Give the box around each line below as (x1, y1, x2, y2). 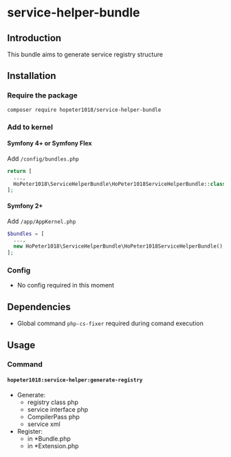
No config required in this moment (16, 281, 115, 290)
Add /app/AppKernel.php (7, 217, 76, 225)
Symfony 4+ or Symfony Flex (7, 139, 92, 148)
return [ (7, 167, 32, 174)
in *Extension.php (27, 441, 79, 450)
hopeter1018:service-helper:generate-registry (7, 377, 143, 384)
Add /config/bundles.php (7, 154, 79, 163)
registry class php (27, 398, 79, 406)
